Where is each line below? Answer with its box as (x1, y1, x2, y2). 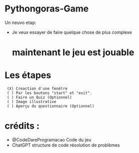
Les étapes (4, 69, 51, 81)
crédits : (4, 120, 39, 131)
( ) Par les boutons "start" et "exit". (6, 90, 92, 95)
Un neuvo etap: (4, 19, 36, 25)
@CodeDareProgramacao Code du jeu (11, 137, 91, 142)
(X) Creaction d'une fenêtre (6, 86, 68, 91)
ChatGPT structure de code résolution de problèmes (11, 142, 120, 148)
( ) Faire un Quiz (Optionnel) (6, 95, 72, 100)
